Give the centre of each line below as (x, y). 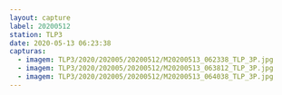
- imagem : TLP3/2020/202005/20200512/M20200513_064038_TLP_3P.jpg (146, 77)
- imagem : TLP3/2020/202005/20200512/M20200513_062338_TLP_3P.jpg (146, 60)
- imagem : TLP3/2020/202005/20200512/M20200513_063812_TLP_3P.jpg (146, 69)
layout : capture (40, 18)
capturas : (28, 52)
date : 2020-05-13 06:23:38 (60, 43)
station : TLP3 (36, 34)
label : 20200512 (40, 26)
